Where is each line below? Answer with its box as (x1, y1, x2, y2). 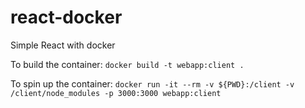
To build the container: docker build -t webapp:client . (10, 58, 245, 70)
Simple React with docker (10, 39, 116, 51)
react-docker (10, 6, 123, 29)
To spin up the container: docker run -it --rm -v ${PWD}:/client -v (10, 77, 295, 90)
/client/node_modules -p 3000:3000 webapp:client (10, 88, 222, 98)
